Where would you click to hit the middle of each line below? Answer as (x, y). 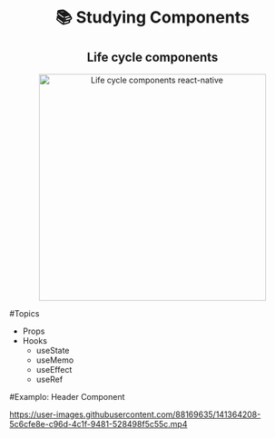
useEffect (54, 370)
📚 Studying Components (152, 18)
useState (53, 350)
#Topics (25, 313)
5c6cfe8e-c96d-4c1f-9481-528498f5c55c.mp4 (98, 424)
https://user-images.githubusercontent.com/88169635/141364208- (135, 414)
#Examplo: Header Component (67, 397)
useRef (49, 379)
